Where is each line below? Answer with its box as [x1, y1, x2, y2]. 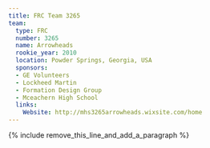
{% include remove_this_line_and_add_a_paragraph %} [8, 130, 190, 140]
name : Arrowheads [15, 42, 74, 50]
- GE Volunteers [15, 71, 70, 79]
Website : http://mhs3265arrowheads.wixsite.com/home [22, 109, 203, 117]
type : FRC [15, 26, 48, 34]
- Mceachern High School [15, 94, 99, 102]
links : [15, 101, 38, 109]
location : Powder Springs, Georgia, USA [15, 57, 152, 65]
